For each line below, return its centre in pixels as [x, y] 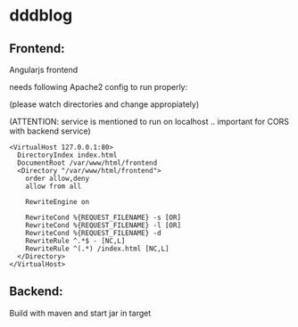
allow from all [54, 186]
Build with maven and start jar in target [80, 313]
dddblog [41, 16]
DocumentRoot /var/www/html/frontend [87, 163]
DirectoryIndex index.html [67, 155]
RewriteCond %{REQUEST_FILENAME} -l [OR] [103, 225]
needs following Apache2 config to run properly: [99, 87]
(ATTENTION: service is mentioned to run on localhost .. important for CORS [149, 122]
